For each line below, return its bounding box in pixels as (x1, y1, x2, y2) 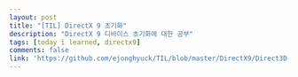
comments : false (9, 46, 69, 55)
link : (9, 54, 29, 63)
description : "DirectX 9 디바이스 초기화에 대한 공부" (9, 29, 193, 38)
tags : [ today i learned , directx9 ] (9, 37, 141, 47)
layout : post (9, 12, 58, 22)
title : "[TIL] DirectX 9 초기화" (9, 21, 127, 30)
